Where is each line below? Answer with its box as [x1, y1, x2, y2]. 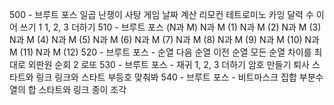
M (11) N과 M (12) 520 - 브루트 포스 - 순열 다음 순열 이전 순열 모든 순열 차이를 [9, 46, 312, 58]
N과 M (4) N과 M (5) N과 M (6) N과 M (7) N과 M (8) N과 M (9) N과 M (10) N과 [9, 34, 320, 45]
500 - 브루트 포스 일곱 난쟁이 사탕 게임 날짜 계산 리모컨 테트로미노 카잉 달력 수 [9, 9, 314, 20]
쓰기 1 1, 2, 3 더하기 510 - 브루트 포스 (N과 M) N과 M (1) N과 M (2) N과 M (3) [19, 21, 322, 33]
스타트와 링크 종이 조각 [38, 84, 127, 95]
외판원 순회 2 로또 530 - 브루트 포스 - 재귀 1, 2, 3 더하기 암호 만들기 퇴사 [27, 59, 310, 70]
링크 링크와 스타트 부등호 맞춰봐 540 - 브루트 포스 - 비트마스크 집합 [35, 71, 297, 83]
